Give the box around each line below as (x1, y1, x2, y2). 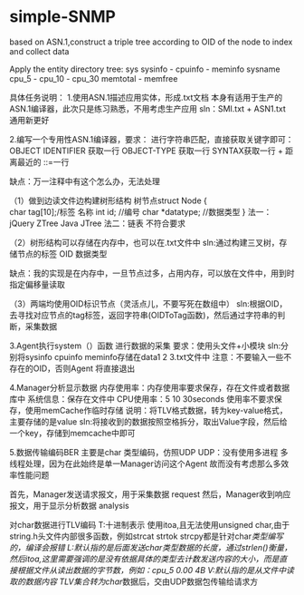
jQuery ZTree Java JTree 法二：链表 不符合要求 (9, 218, 185, 229)
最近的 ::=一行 (16, 156, 70, 167)
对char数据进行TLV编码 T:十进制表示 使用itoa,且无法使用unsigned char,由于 (9, 519, 290, 530)
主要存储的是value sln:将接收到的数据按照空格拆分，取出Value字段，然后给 (9, 415, 288, 427)
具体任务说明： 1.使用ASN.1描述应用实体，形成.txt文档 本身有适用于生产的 (9, 92, 283, 102)
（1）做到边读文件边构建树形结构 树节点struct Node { (9, 195, 208, 206)
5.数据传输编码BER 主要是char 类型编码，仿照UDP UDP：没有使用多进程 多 (9, 446, 289, 457)
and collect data (9, 45, 70, 56)
